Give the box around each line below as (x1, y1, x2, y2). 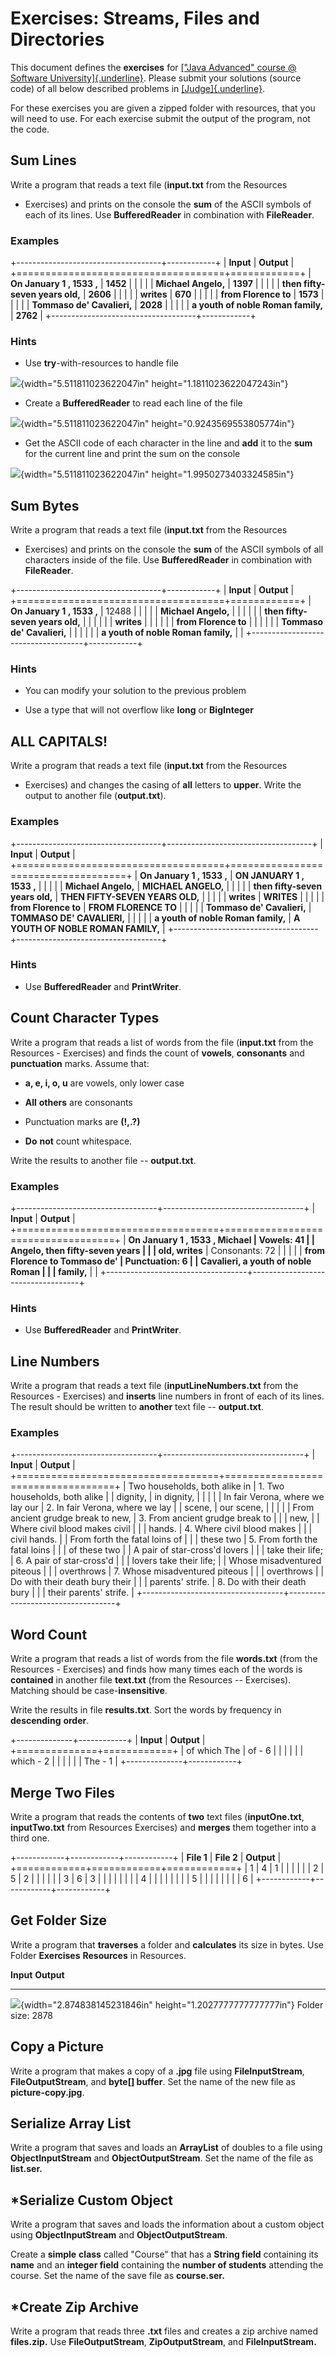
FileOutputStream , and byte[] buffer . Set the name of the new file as (10, 2075, 296, 2087)
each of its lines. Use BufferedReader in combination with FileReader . (24, 208, 315, 221)
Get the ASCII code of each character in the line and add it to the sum (24, 437, 313, 449)
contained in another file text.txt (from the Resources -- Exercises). (10, 1674, 292, 1686)
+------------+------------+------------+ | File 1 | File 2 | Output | (10, 1852, 282, 1863)
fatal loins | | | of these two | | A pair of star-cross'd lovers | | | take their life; (10, 1544, 323, 1556)
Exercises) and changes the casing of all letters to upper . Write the (24, 779, 302, 791)
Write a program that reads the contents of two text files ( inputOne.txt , (10, 1811, 305, 1822)
